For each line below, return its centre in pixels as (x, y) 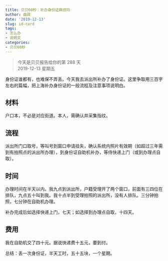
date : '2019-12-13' (25, 19)
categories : (17, 43)
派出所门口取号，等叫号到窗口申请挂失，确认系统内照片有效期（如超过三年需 (84, 146)
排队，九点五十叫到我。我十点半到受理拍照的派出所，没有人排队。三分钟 (79, 195)
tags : (11, 29)
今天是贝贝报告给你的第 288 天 (49, 62)
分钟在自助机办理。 (38, 202)
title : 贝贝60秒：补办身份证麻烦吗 (38, 10)
